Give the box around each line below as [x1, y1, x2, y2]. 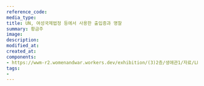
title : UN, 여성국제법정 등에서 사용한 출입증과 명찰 [6, 20, 123, 26]
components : [6, 54, 36, 60]
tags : [6, 65, 20, 71]
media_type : [6, 15, 36, 21]
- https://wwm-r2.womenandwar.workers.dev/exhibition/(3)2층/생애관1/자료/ [6, 59, 195, 65]
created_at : [6, 48, 36, 55]
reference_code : [6, 8, 47, 15]
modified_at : [6, 43, 39, 49]
